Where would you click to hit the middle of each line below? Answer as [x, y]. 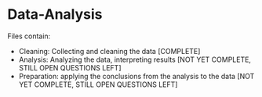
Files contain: [29, 36]
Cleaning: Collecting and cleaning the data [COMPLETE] [109, 51]
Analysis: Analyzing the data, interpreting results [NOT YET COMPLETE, [135, 59]
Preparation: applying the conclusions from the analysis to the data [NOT [136, 76]
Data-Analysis [55, 14]
